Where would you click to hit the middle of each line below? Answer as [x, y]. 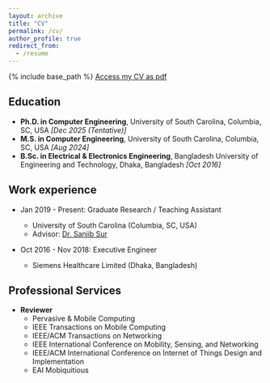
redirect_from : [34, 46]
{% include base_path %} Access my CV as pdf [88, 77]
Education [35, 102]
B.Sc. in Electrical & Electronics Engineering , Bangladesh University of [139, 155]
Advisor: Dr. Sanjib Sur [70, 234]
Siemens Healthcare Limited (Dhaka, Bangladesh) [115, 265]
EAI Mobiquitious [60, 370]
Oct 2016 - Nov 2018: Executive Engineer [89, 249]
